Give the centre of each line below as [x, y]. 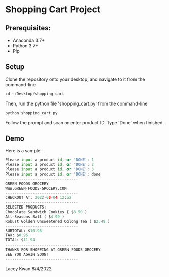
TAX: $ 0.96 [17, 235]
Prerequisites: [28, 28]
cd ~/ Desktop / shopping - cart [35, 94]
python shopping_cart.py [31, 113]
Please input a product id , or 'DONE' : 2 [50, 165]
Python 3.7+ [25, 46]
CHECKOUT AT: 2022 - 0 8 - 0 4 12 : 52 [38, 198]
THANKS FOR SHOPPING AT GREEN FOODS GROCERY [53, 250]
